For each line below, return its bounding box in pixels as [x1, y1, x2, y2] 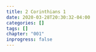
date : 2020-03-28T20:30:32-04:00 [6, 14, 91, 20]
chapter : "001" [6, 31, 45, 37]
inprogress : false [6, 36, 53, 42]
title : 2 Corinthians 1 [6, 8, 66, 15]
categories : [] [6, 20, 45, 26]
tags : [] [6, 25, 28, 32]
